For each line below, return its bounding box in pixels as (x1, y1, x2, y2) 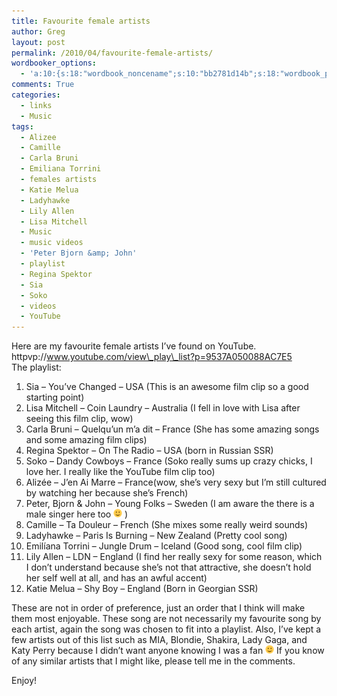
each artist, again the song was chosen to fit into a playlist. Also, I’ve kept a (11, 623, 322, 635)
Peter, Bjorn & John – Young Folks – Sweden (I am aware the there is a (25, 498, 315, 510)
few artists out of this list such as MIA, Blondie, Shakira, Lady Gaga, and (11, 634, 308, 646)
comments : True (11, 80, 75, 90)
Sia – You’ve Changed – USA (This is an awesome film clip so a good (25, 381, 309, 393)
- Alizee (20, 132, 57, 142)
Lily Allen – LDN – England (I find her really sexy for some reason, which (25, 551, 323, 563)
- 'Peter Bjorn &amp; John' (20, 248, 138, 259)
